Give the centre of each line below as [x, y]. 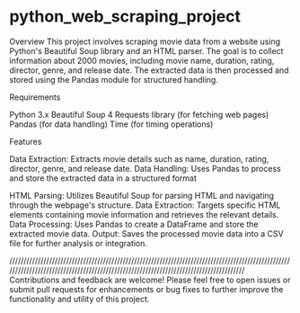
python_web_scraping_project [125, 17]
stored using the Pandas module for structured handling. [114, 79]
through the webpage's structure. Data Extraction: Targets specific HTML [145, 205]
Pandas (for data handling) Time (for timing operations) [111, 124]
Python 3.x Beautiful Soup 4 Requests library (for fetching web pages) [139, 114]
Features [26, 141]
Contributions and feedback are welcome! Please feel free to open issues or [150, 280]
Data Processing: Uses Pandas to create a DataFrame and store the [134, 224]
